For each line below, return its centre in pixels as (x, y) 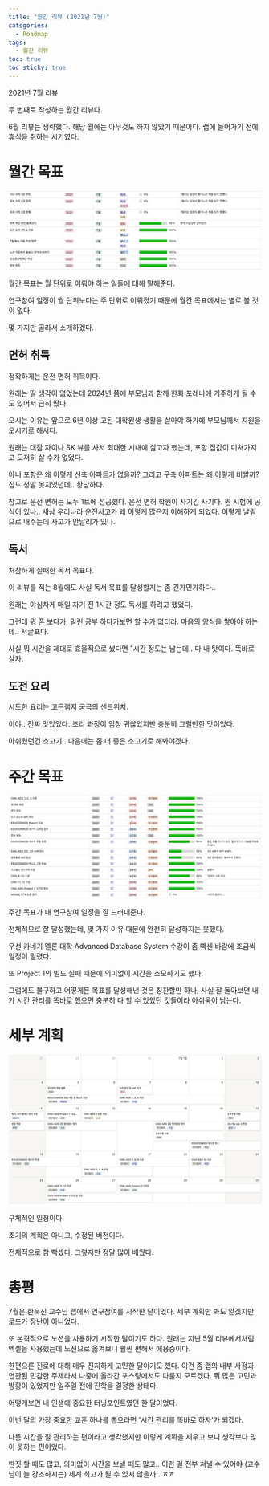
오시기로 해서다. (33, 430)
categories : (28, 25)
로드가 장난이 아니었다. (44, 1321)
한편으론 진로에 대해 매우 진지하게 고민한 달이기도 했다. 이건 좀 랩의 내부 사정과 (131, 1366)
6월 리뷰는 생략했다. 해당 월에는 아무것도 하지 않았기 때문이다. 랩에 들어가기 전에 (133, 126)
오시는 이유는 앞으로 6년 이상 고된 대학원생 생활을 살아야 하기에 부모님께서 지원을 (134, 420)
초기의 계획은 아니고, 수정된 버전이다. (66, 1235)
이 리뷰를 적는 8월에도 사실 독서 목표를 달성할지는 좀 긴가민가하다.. (112, 587)
